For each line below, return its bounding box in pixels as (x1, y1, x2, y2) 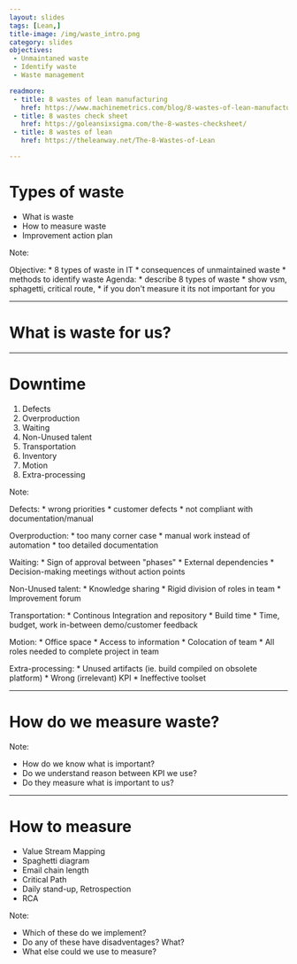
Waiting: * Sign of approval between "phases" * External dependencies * (9, 556, 275, 567)
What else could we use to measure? (21, 945, 157, 957)
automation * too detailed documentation (9, 540, 159, 550)
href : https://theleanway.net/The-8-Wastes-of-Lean (20, 136, 216, 145)
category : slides (9, 37, 73, 47)
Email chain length (21, 865, 90, 875)
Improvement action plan (21, 229, 113, 240)
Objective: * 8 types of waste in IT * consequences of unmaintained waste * (9, 264, 286, 275)
